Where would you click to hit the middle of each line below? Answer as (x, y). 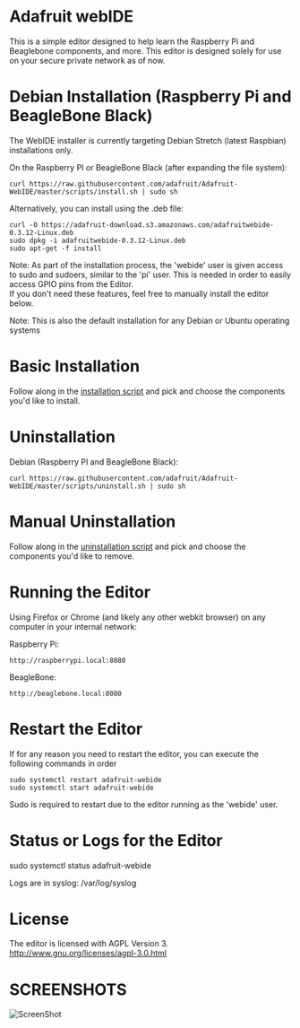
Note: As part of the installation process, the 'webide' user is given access (146, 265)
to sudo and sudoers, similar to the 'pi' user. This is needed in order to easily (150, 274)
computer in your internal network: (73, 626)
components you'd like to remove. (72, 556)
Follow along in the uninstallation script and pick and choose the (128, 546)
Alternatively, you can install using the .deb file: (96, 208)
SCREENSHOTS (68, 989)
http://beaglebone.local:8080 (66, 693)
